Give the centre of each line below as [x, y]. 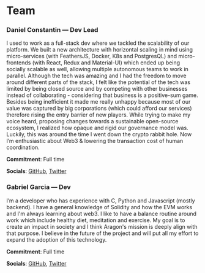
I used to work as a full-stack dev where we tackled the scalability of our [98, 43]
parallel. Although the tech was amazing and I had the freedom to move [96, 76]
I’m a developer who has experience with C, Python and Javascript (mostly [101, 201]
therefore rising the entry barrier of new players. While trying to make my [99, 115]
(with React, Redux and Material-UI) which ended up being [106, 63]
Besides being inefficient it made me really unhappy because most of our [99, 102]
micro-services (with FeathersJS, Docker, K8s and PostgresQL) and [92, 56]
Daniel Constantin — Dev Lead [52, 30]
